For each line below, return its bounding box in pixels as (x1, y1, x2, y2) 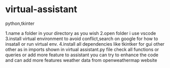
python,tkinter (5, 20, 35, 26)
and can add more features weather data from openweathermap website (5, 57, 157, 63)
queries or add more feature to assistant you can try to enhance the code (5, 52, 159, 58)
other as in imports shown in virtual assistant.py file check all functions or (5, 46, 159, 52)
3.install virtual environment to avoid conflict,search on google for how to (5, 36, 158, 42)
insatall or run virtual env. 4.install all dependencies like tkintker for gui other (5, 41, 165, 47)
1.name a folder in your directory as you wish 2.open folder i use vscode (5, 30, 156, 36)
